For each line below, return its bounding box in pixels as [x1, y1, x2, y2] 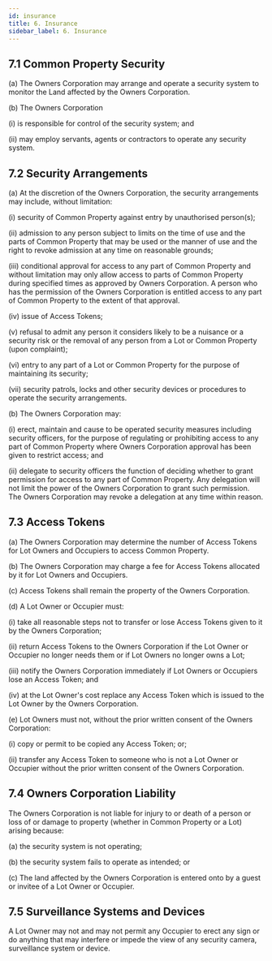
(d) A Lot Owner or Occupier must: [8, 601, 124, 611]
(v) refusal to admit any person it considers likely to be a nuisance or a [8, 327, 244, 337]
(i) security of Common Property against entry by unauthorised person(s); [8, 213, 256, 222]
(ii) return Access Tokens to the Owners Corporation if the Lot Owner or [8, 641, 249, 651]
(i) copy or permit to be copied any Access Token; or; [8, 739, 187, 748]
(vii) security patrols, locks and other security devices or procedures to [8, 385, 246, 394]
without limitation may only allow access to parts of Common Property [8, 269, 244, 279]
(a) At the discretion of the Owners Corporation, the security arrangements [8, 188, 259, 197]
